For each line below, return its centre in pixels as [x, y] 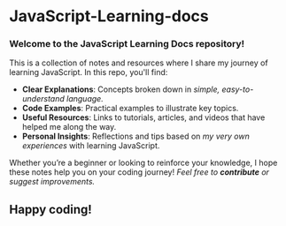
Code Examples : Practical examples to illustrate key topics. [130, 109]
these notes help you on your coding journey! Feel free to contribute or [139, 172]
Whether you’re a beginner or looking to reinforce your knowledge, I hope [143, 163]
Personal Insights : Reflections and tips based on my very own [135, 136]
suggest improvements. [52, 182]
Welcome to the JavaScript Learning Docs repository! [127, 44]
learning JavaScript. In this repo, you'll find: [89, 72]
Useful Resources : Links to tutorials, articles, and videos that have [143, 117]
